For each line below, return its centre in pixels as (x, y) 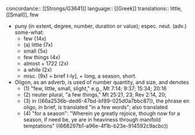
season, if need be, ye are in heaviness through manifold (92, 119)
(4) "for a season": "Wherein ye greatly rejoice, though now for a (102, 113)
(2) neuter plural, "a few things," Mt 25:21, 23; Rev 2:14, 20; (95, 95)
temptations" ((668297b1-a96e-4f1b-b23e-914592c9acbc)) (96, 126)
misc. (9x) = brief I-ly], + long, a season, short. (80, 76)
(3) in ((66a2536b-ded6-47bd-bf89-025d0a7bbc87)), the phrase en (106, 101)
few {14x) (35, 38)
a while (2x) (38, 70)
